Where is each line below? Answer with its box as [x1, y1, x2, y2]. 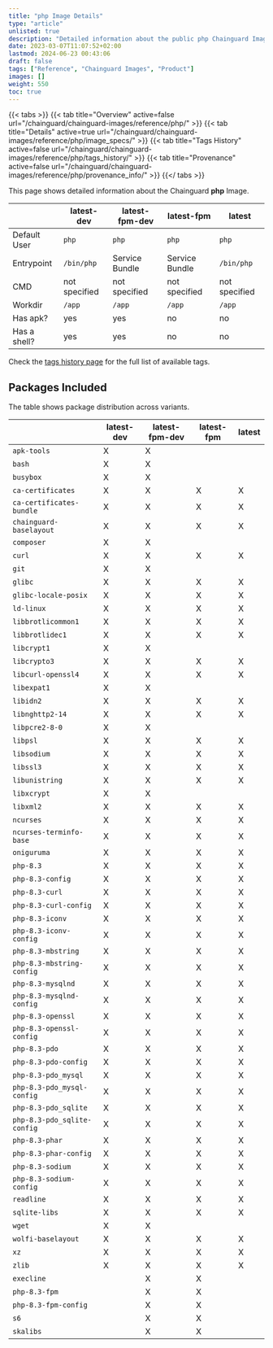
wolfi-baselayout [12, 1234, 80, 1244]
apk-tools [12, 447, 50, 456]
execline [12, 1274, 46, 1284]
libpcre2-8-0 [12, 723, 63, 732]
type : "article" [8, 20, 63, 28]
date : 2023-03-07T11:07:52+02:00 [8, 42, 122, 50]
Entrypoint [12, 258, 53, 269]
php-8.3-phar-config [12, 1149, 92, 1158]
